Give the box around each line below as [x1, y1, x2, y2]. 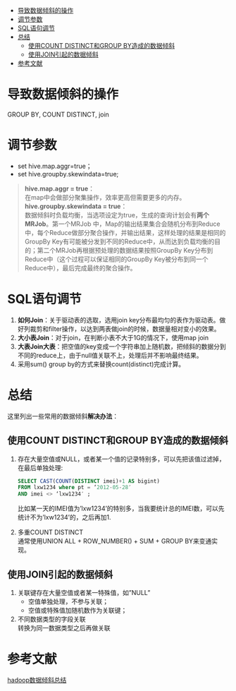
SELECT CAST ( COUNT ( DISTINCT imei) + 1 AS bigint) [17, 477, 161, 485]
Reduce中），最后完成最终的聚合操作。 [24, 263, 137, 272]
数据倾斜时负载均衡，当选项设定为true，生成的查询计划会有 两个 [24, 210, 210, 219]
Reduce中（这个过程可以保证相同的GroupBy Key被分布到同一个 [24, 255, 209, 263]
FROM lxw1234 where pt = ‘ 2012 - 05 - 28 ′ [17, 484, 132, 491]
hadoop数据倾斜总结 [7, 675, 67, 684]
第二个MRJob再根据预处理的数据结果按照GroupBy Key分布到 [37, 246, 213, 254]
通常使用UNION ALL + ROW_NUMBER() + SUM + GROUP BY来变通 [17, 537, 212, 546]
